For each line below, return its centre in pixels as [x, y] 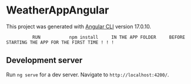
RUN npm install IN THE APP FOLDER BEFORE [108, 37]
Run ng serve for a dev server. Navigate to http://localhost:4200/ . [88, 75]
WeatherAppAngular [58, 10]
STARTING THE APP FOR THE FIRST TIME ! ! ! [60, 42]
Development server [44, 60]
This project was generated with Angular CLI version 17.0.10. [79, 26]
